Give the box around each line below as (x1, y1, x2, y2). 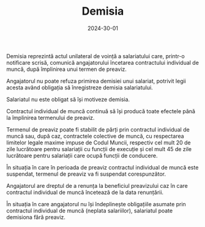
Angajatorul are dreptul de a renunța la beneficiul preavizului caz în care (6, 182, 188, 189)
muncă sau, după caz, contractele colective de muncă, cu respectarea (6, 132, 185, 140)
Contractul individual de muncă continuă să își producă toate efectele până (6, 107, 196, 114)
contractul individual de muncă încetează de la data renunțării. (6, 188, 164, 196)
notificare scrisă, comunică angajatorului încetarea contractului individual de (6, 59, 199, 66)
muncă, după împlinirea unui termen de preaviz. (6, 65, 127, 73)
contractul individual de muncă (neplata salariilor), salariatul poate (6, 207, 173, 214)
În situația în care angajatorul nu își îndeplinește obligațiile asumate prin (6, 200, 187, 207)
